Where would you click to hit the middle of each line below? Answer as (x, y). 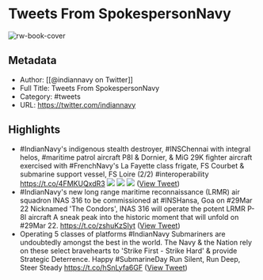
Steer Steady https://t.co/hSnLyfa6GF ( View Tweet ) (103, 267)
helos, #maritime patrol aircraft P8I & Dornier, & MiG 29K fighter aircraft (136, 157)
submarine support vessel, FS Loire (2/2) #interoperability (114, 174)
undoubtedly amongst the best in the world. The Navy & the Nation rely (135, 242)
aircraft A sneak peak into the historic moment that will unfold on (133, 217)
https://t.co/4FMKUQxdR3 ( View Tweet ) (100, 184)
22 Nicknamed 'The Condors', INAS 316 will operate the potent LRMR (132, 208)
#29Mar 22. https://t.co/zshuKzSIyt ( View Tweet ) (100, 225)
